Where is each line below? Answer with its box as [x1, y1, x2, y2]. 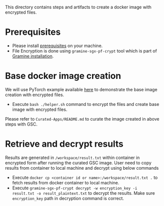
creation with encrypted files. [5, 92, 65, 98]
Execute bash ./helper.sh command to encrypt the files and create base [12, 101, 160, 107]
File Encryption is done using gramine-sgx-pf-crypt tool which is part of [12, 48, 157, 53]
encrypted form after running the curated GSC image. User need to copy [5, 159, 152, 166]
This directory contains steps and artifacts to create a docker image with [5, 4, 152, 10]
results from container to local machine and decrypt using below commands [5, 165, 159, 171]
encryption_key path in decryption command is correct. [12, 195, 124, 201]
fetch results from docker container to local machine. [12, 180, 119, 185]
